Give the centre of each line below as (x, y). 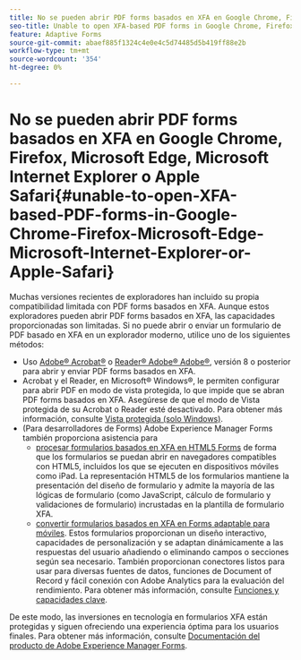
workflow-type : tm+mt (50, 51)
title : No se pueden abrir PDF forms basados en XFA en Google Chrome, (146, 17)
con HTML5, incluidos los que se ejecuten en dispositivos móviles (157, 466)
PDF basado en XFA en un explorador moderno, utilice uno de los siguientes (150, 334)
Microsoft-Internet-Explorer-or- (130, 253)
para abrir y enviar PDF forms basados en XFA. (109, 371)
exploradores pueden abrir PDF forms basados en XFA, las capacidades (142, 315)
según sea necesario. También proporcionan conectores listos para (160, 561)
